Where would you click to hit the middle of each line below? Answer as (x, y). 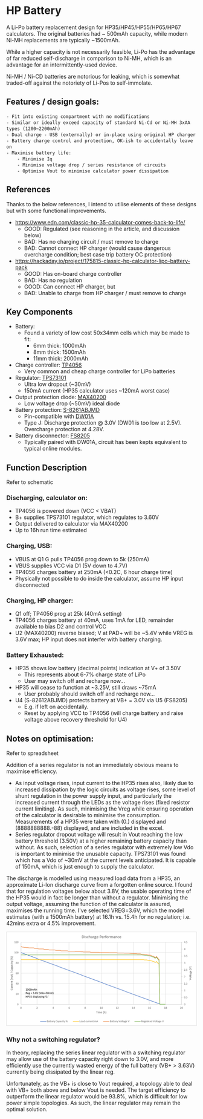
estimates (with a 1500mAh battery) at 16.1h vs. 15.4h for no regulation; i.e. (98, 917)
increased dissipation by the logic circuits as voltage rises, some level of (105, 789)
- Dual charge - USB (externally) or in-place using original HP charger (101, 135)
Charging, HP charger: (40, 601)
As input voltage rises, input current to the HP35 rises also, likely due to (104, 783)
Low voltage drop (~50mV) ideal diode (72, 403)
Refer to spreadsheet (33, 753)
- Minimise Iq (35, 159)
